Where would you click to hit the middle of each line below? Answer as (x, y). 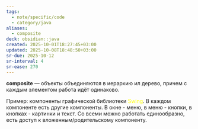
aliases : (17, 28)
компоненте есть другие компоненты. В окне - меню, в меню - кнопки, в (99, 108)
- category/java (31, 22)
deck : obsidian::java (33, 39)
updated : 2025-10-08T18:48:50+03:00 (51, 50)
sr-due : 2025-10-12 (30, 56)
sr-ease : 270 (22, 67)
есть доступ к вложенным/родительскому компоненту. (76, 120)
